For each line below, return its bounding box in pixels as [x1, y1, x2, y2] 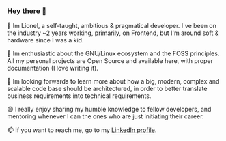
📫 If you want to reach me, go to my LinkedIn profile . [7, 126, 157, 134]
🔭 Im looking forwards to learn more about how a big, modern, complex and [7, 77, 220, 86]
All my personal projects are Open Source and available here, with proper [7, 57, 214, 65]
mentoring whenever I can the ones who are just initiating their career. [7, 112, 204, 120]
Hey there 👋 [7, 6, 46, 16]
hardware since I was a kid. [7, 36, 84, 44]
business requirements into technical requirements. [7, 92, 152, 100]
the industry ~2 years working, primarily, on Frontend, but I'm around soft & [7, 29, 219, 37]
